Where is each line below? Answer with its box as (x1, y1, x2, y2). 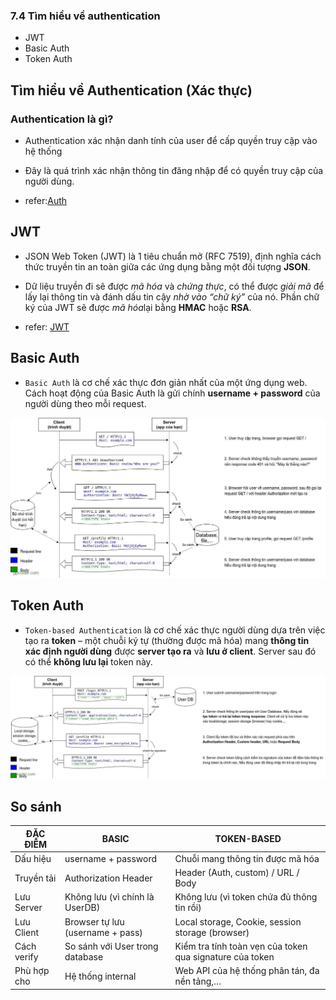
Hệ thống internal (64, 970, 137, 982)
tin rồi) (174, 902, 202, 914)
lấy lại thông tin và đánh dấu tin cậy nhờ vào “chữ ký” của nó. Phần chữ (24, 290, 320, 303)
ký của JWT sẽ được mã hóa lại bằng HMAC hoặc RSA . (24, 301, 252, 313)
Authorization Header (64, 872, 153, 884)
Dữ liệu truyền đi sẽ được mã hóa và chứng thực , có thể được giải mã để (24, 280, 325, 292)
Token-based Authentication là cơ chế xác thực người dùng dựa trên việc (24, 624, 326, 636)
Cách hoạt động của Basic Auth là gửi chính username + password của (24, 387, 321, 399)
